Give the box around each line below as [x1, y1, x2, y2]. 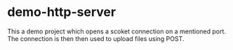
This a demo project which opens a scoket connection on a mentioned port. [7, 27, 227, 35]
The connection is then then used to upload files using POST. [7, 34, 185, 42]
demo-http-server [7, 4, 116, 20]
